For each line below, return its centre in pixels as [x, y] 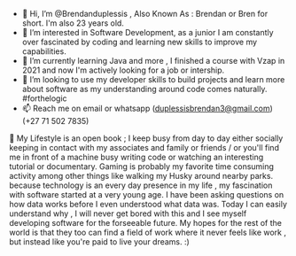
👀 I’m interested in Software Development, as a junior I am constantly [148, 32]
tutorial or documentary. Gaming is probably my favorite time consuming [142, 167]
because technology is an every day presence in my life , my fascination [141, 185]
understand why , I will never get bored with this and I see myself [128, 213]
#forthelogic [45, 98]
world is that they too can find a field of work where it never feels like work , [148, 232]
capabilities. [44, 51]
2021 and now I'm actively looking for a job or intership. [123, 70]
